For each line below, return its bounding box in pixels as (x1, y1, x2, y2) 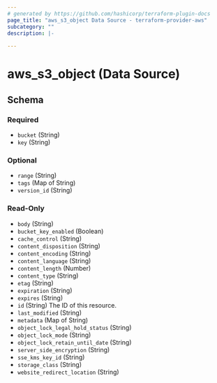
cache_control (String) (17, 234, 82, 243)
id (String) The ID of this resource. (17, 301, 117, 309)
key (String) (17, 138, 51, 147)
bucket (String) (17, 130, 61, 139)
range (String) (17, 172, 57, 180)
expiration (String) (17, 286, 73, 294)
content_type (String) (17, 271, 79, 280)
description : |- (7, 29, 54, 37)
